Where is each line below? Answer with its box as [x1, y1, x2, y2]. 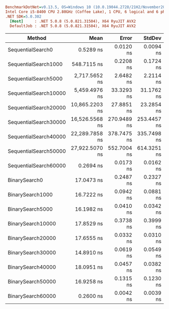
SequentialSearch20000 [8, 104, 66, 111]
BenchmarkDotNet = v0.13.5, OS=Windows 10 [5, 5, 92, 10]
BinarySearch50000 [8, 278, 56, 285]
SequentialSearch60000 [8, 162, 66, 169]
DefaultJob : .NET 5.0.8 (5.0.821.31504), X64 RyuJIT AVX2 [10, 23, 136, 28]
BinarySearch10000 [8, 220, 56, 227]
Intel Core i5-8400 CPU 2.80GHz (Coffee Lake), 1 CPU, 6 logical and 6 [5, 9, 158, 14]
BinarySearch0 [8, 177, 43, 184]
